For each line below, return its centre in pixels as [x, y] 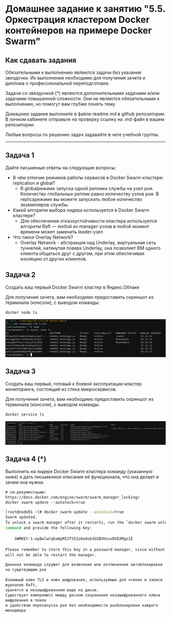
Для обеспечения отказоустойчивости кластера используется [88, 221]
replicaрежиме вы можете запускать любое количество [81, 199]
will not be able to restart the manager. [51, 555]
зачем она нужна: [25, 482]
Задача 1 [20, 155]
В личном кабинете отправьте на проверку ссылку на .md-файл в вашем [85, 119]
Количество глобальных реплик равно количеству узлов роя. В [90, 194]
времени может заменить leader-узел [62, 231]
